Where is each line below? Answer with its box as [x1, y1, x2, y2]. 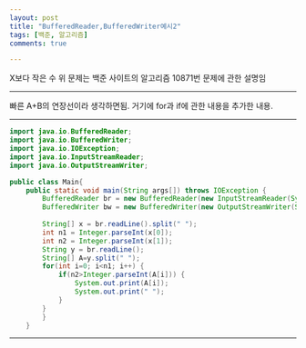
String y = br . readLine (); [42, 244, 145, 254]
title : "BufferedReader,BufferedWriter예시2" [9, 22, 182, 31]
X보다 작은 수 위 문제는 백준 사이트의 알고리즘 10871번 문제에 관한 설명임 [9, 73, 267, 84]
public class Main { [9, 177, 84, 186]
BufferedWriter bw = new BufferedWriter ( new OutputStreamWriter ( [42, 203, 296, 212]
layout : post [9, 13, 59, 23]
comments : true [9, 38, 67, 48]
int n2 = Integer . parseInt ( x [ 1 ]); [42, 236, 173, 245]
